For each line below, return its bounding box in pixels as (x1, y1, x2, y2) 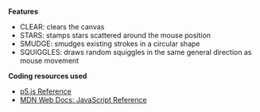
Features (8, 7, 38, 16)
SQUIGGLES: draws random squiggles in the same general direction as (19, 48, 252, 56)
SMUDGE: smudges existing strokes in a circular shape (19, 39, 200, 48)
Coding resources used (8, 71, 87, 80)
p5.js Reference (19, 87, 72, 96)
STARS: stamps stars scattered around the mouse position (19, 31, 211, 40)
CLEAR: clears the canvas (19, 22, 105, 31)
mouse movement (19, 56, 80, 65)
